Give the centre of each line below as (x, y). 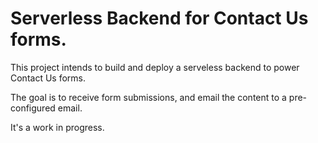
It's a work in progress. (57, 127)
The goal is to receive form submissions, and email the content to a (148, 97)
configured (33, 108)
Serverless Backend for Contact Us (159, 18)
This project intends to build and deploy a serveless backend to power (155, 67)
